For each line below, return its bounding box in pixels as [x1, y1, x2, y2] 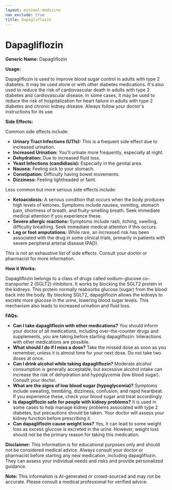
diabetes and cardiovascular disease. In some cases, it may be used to [5, 92, 155, 99]
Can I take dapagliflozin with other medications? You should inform [12, 323, 158, 329]
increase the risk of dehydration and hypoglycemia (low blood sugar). [12, 371, 160, 378]
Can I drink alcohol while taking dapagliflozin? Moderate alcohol [12, 361, 151, 367]
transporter [5, 281, 29, 287]
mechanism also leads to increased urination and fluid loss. [5, 303, 131, 309]
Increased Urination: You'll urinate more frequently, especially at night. [12, 149, 164, 155]
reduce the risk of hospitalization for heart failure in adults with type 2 [5, 98, 153, 104]
